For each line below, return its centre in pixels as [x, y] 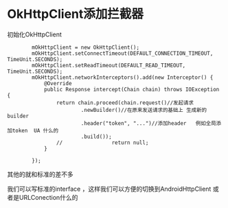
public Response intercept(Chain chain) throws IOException [132, 89]
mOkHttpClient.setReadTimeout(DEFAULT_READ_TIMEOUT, [109, 65]
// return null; [102, 142]
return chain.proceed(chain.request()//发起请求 [125, 103]
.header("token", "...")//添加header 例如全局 [148, 123]
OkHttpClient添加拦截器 [76, 14]
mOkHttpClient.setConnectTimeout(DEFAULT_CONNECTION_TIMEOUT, [123, 53]
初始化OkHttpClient [34, 34]
